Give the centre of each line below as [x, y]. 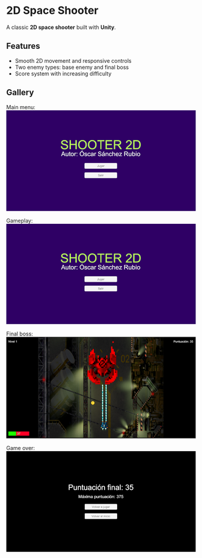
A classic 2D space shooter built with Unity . [61, 27]
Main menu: [21, 107]
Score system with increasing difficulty [63, 74]
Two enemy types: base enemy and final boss [72, 67]
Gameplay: [20, 220]
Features [23, 46]
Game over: [20, 448]
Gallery [20, 93]
